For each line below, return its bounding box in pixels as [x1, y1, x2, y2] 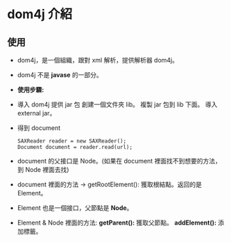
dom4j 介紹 [7, 6, 73, 22]
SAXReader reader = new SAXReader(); [17, 138, 127, 145]
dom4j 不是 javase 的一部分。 [17, 71, 103, 79]
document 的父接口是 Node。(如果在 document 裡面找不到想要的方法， [17, 157, 222, 165]
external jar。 [17, 109, 56, 117]
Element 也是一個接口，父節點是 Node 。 [17, 204, 133, 212]
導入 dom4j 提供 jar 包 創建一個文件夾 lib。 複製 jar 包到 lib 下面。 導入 [17, 100, 218, 108]
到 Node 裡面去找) [17, 166, 69, 174]
